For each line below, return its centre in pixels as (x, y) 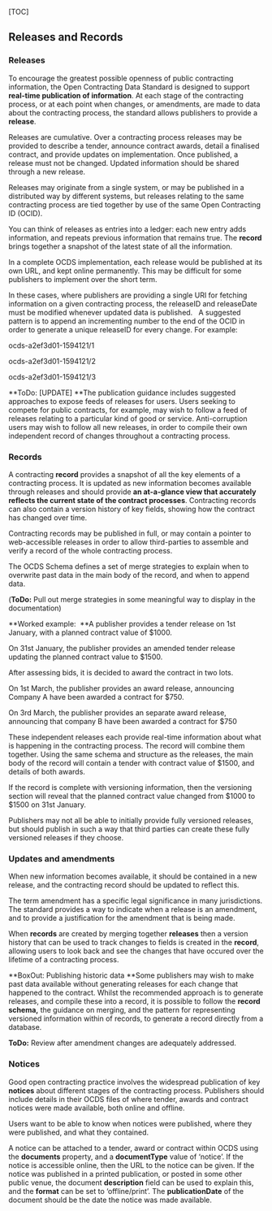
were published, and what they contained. (78, 1132)
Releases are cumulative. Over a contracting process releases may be (125, 137)
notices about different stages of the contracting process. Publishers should (136, 1090)
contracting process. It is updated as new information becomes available (130, 483)
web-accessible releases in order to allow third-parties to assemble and (129, 542)
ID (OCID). (26, 213)
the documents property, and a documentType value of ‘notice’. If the (126, 1157)
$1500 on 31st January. (47, 805)
